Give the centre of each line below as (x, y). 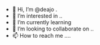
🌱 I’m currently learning (42, 22)
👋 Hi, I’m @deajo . (35, 9)
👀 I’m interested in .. (37, 16)
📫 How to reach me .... (41, 36)
